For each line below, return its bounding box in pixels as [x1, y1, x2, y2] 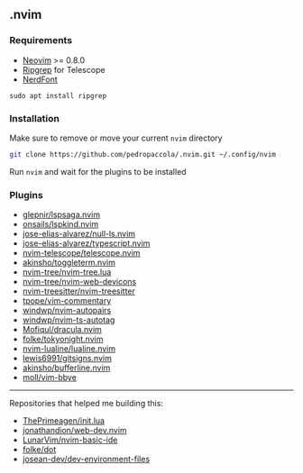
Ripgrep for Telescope [22, 64, 106, 75]
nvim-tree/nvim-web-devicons [22, 277, 137, 287]
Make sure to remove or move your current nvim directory [9, 132, 223, 143]
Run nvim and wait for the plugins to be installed [9, 166, 187, 177]
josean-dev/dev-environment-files [22, 454, 151, 465]
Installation [9, 112, 60, 124]
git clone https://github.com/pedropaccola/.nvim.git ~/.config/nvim [9, 150, 277, 159]
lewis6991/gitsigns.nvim [22, 353, 113, 364]
